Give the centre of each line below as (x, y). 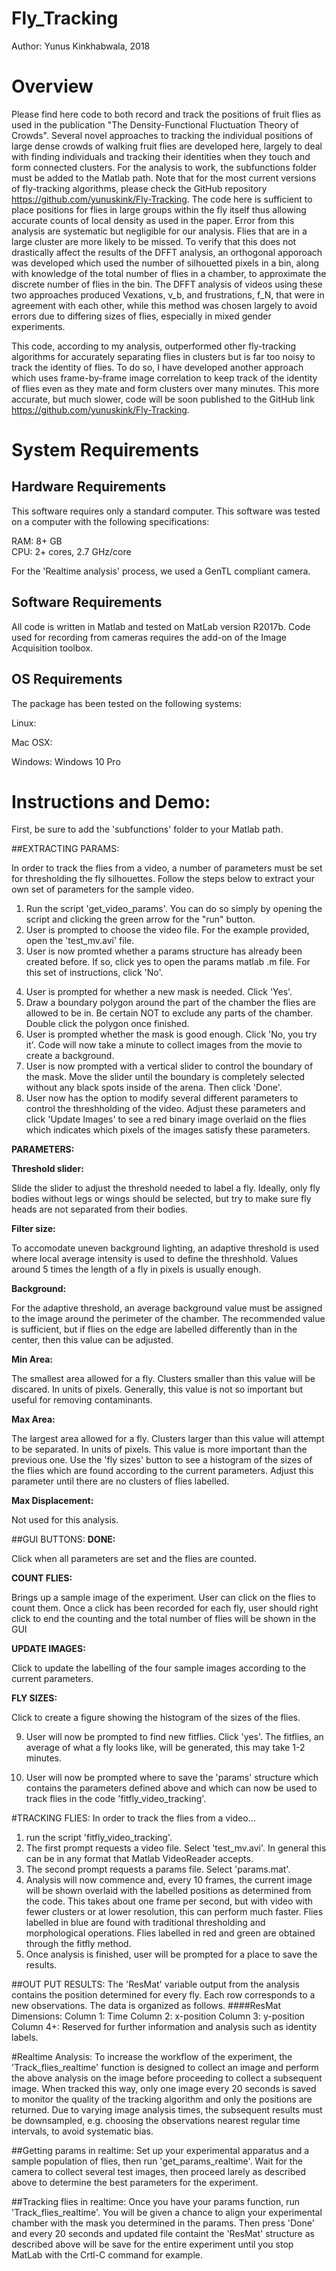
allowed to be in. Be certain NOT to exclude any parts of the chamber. (169, 1013)
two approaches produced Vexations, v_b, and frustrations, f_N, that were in (168, 294)
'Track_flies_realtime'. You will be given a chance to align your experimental (167, 2213)
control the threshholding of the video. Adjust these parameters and (165, 1109)
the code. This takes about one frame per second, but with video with (169, 1901)
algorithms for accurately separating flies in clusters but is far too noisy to (163, 356)
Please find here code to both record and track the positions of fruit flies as (166, 114)
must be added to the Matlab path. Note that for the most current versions (164, 178)
